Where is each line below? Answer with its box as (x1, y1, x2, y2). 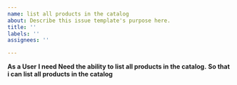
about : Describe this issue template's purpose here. (7, 17, 171, 24)
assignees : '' (7, 37, 50, 44)
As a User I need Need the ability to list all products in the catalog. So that (7, 62, 231, 71)
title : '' (7, 23, 37, 30)
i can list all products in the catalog (7, 70, 113, 79)
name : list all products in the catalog (7, 10, 130, 18)
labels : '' (7, 30, 40, 38)
